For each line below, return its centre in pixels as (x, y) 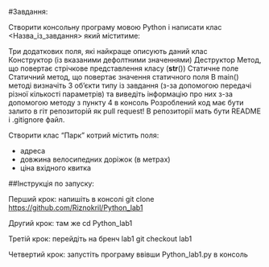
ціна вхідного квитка (55, 168)
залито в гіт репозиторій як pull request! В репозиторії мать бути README (135, 111)
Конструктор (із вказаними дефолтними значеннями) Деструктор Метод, (135, 60)
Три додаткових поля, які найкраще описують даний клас (108, 51)
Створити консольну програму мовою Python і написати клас (115, 27)
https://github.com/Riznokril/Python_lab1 (76, 207)
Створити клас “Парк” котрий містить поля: (84, 135)
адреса (33, 151)
